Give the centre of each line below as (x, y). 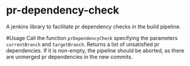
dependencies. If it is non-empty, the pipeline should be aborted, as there (95, 50)
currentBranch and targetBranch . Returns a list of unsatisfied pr (83, 44)
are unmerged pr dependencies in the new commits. (69, 57)
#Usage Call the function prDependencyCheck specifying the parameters (92, 38)
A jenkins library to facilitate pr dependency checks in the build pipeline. (94, 27)
